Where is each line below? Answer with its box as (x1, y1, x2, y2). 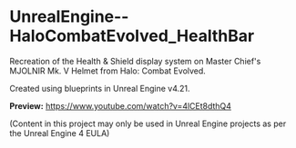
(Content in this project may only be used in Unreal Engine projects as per (9, 118, 287, 129)
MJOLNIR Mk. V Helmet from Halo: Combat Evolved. (9, 65, 207, 76)
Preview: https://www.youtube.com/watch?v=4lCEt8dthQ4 (9, 100, 232, 111)
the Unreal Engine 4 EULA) (9, 127, 110, 138)
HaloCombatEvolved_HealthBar (9, 25, 255, 46)
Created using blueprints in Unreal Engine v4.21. (9, 83, 190, 94)
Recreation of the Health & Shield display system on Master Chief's (9, 55, 261, 66)
